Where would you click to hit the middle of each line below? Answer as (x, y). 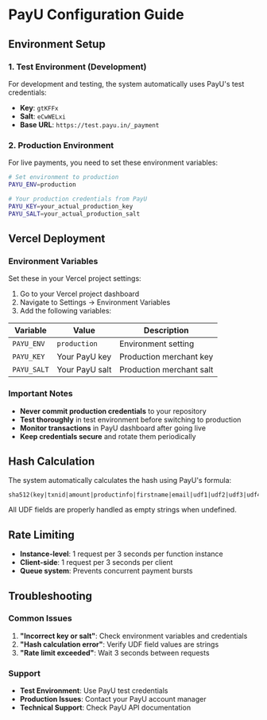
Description (166, 330)
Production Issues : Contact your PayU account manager (113, 699)
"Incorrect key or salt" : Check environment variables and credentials (133, 636)
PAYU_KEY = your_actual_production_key (71, 206)
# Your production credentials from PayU (78, 199)
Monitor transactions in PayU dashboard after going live (113, 428)
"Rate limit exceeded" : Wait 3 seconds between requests (114, 652)
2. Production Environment (61, 145)
